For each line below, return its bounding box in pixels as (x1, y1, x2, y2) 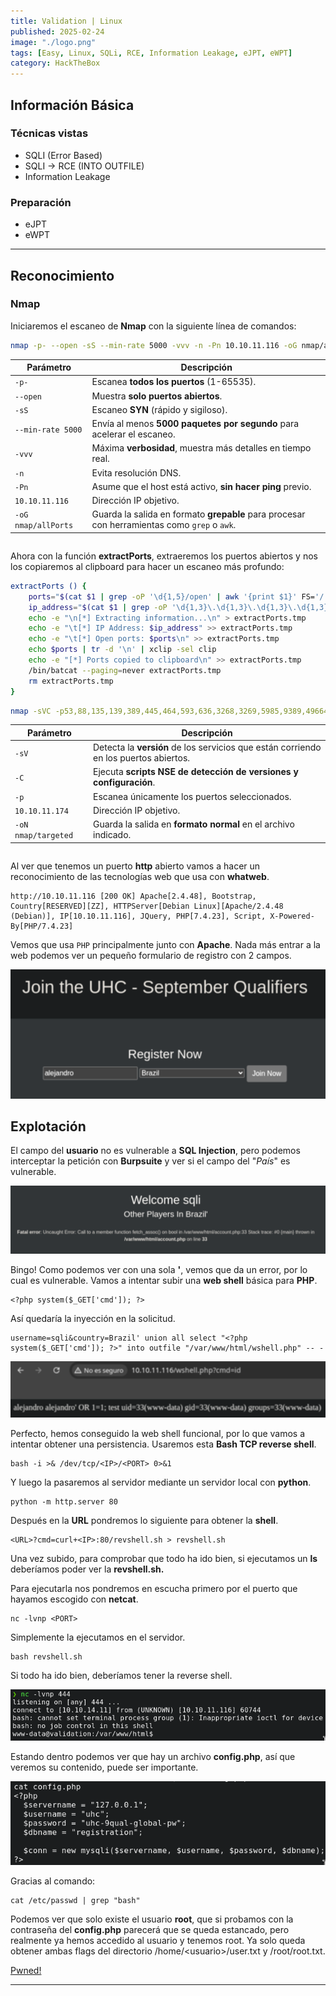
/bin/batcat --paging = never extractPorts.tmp (28, 665, 222, 675)
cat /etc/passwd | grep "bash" (10, 1895, 141, 1905)
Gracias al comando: (10, 1875, 96, 1887)
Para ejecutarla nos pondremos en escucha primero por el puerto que (10, 1583, 298, 1595)
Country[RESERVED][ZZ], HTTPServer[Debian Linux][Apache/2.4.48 (10, 901, 284, 911)
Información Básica (10, 96, 135, 114)
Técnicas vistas (10, 126, 89, 140)
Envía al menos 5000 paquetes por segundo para (91, 418, 300, 430)
